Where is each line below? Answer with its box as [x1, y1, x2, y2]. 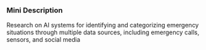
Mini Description [6, 5, 63, 15]
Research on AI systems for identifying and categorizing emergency [6, 21, 199, 29]
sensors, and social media [6, 36, 80, 44]
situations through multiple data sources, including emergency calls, [6, 28, 200, 36]
